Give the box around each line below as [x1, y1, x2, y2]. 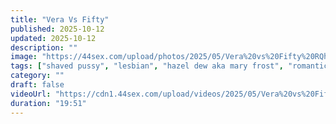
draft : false [10, 80, 65, 90]
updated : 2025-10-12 [10, 33, 97, 43]
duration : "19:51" [10, 98, 87, 108]
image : [10, 52, 38, 62]
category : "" [10, 71, 65, 81]
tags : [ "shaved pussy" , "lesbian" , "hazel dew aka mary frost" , [10, 61, 284, 71]
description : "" [10, 42, 78, 53]
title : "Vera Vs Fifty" [10, 14, 110, 25]
